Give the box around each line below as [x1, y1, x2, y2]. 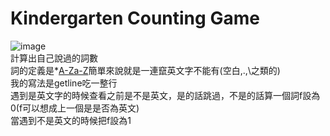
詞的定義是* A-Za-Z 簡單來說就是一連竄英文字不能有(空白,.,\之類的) [10, 64, 281, 76]
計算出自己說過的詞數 [10, 52, 98, 64]
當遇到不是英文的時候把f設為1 [10, 114, 132, 126]
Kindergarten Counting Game [10, 7, 260, 30]
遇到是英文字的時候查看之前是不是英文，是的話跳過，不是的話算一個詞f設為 [10, 89, 321, 101]
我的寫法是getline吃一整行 [10, 77, 118, 89]
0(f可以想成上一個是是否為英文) [10, 102, 140, 114]
